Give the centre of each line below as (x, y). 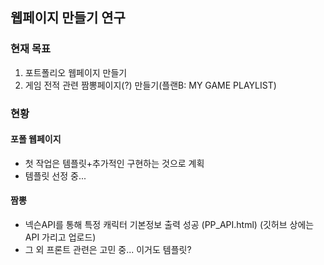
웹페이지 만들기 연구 (68, 18)
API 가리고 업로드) (60, 237)
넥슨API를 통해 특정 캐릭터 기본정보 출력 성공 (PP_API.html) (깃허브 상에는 (169, 225)
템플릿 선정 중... (55, 175)
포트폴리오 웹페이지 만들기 (76, 72)
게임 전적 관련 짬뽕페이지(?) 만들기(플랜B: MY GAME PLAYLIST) (150, 85)
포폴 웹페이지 (36, 139)
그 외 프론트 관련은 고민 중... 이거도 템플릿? (108, 250)
